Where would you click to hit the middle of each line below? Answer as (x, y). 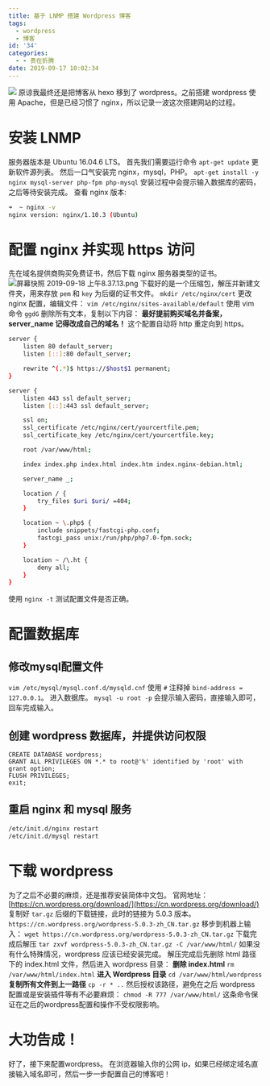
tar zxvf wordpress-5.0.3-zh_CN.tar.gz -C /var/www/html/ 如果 (146, 943)
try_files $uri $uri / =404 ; (84, 501)
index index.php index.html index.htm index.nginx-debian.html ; (133, 464)
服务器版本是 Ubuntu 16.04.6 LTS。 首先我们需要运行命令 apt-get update (129, 161)
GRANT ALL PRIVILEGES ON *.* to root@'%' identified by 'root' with (126, 762)
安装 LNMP (45, 137)
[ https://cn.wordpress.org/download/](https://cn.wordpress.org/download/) (134, 904)
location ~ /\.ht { (56, 560)
